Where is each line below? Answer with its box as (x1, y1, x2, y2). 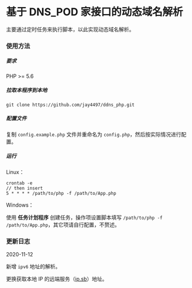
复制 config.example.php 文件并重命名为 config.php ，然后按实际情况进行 (6, 131, 181, 138)
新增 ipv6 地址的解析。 (6, 263, 61, 270)
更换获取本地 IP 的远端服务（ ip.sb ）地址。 (6, 276, 108, 283)
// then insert (6, 185, 43, 191)
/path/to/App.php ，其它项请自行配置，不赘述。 (6, 221, 120, 228)
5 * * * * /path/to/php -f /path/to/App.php (6, 190, 116, 196)
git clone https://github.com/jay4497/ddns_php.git (6, 102, 135, 108)
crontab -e (6, 180, 33, 186)
